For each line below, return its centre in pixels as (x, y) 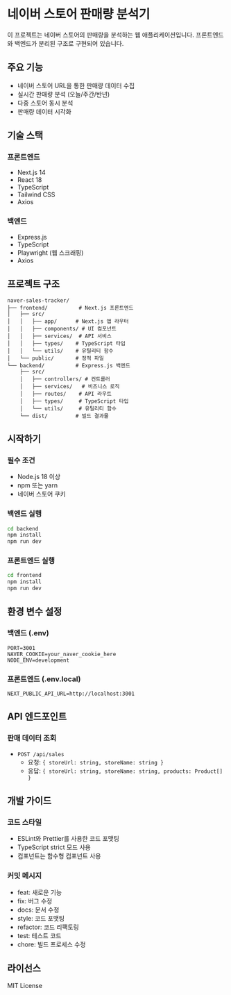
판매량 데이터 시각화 (44, 111)
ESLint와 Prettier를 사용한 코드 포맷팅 (68, 839)
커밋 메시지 (25, 876)
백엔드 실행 (25, 514)
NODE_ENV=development (38, 660)
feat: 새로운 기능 (40, 892)
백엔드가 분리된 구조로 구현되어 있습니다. (69, 43)
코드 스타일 (25, 822)
